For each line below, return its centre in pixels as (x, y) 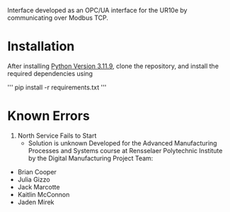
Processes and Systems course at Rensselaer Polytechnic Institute (125, 150)
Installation (41, 46)
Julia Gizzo (34, 179)
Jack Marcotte (39, 186)
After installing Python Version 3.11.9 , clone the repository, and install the (113, 66)
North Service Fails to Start (57, 135)
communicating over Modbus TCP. (58, 18)
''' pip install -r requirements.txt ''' (57, 87)
